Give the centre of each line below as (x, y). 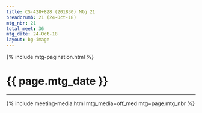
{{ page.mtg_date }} (57, 81)
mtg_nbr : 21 (21, 23)
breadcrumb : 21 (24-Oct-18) (41, 17)
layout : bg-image (28, 40)
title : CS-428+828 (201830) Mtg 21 (51, 12)
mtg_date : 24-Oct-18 (32, 34)
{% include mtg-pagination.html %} (50, 57)
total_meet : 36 (25, 29)
